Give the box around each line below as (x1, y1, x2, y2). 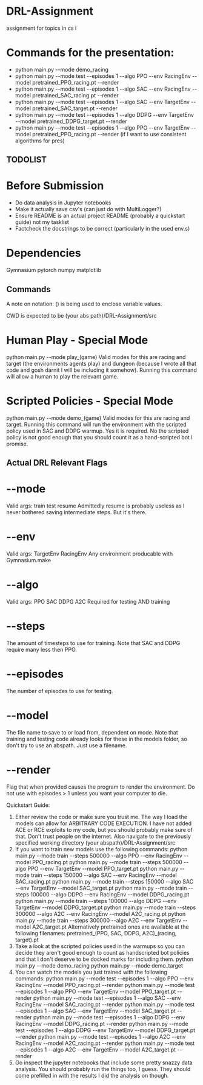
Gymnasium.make (6, 557, 52, 564)
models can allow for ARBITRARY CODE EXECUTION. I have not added (15, 820, 192, 827)
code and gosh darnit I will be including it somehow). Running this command (6, 366, 197, 374)
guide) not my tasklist (15, 218, 70, 226)
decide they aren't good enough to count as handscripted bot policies (15, 949, 190, 956)
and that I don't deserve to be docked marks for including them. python (15, 955, 194, 963)
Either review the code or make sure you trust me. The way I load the (15, 813, 188, 820)
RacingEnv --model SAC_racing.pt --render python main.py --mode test (15, 1000, 195, 1008)
